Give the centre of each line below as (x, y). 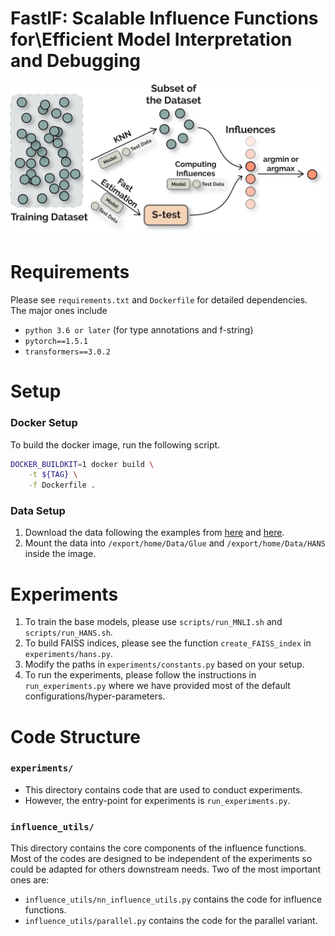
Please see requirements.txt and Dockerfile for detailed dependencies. (159, 300)
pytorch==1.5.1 (56, 342)
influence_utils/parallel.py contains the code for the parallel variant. (171, 921)
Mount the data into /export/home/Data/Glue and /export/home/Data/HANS (175, 543)
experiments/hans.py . (68, 654)
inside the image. (60, 554)
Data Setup (38, 511)
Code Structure (75, 736)
